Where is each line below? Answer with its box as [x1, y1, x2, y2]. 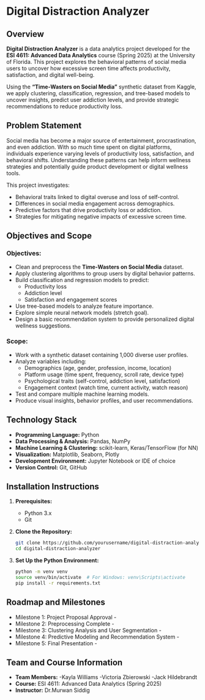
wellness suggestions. [15, 321, 72, 329]
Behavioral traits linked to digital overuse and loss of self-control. [15, 193, 179, 200]
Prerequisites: [15, 498, 53, 505]
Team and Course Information [6, 658, 123, 667]
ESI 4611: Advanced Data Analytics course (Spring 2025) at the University [6, 52, 196, 59]
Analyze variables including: [15, 358, 87, 365]
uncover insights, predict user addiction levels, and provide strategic [6, 96, 179, 103]
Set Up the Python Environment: [15, 557, 99, 564]
